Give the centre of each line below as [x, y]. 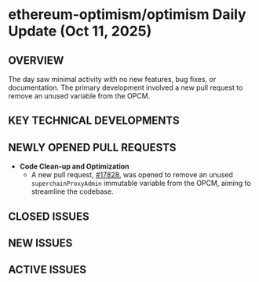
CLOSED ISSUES [49, 216]
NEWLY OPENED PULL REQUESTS [92, 147]
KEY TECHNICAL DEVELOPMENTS [94, 121]
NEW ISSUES [40, 243]
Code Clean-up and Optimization [74, 166]
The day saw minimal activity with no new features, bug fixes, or [112, 79]
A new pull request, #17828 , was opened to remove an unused [132, 175]
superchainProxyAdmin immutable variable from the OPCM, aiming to [141, 184]
